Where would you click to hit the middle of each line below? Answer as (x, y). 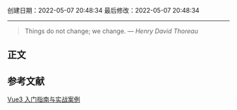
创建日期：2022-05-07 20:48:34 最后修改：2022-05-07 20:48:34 (103, 10)
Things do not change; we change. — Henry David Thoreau (111, 31)
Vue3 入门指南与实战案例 (44, 99)
